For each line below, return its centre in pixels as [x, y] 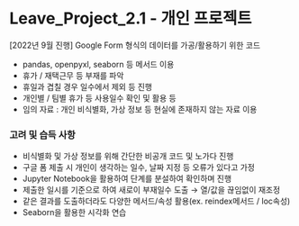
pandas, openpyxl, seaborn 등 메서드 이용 [98, 64]
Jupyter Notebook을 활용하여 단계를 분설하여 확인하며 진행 [127, 179]
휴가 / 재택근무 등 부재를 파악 [73, 75]
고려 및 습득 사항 [42, 134]
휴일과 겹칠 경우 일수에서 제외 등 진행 [87, 86]
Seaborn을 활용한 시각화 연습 [74, 212]
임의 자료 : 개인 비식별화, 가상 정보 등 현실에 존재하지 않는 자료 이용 [140, 109]
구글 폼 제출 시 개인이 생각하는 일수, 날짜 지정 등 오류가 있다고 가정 [138, 167]
